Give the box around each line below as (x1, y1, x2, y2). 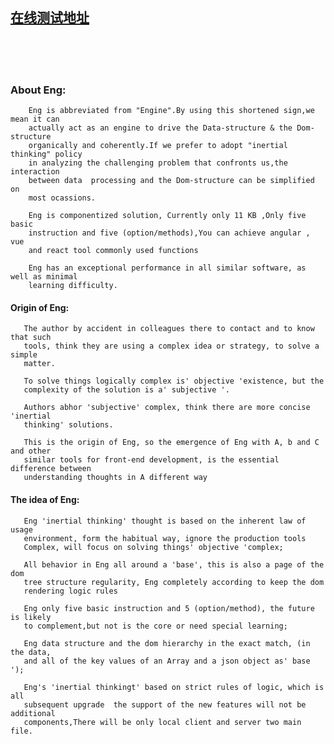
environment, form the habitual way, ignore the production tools (23, 533, 307, 543)
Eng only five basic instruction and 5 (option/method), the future (23, 603, 315, 613)
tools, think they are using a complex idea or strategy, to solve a (23, 341, 320, 352)
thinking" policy (10, 149, 83, 160)
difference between (10, 464, 92, 474)
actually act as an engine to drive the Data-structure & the (28, 123, 293, 133)
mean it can (10, 114, 60, 125)
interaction (10, 167, 60, 177)
